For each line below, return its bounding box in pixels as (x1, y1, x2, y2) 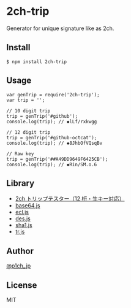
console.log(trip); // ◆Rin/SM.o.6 (6, 161, 97, 167)
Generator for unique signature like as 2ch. (6, 25, 114, 32)
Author (6, 245, 34, 256)
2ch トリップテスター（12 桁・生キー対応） (15, 195, 125, 202)
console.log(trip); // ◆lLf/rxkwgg (6, 118, 97, 125)
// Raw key (6, 150, 34, 157)
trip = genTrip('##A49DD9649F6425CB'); (6, 156, 108, 162)
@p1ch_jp (6, 262, 31, 269)
